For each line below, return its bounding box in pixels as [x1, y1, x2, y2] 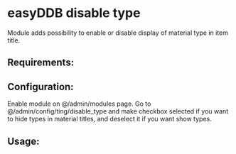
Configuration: [7, 80, 74, 93]
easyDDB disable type [7, 5, 141, 21]
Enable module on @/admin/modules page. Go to [7, 99, 151, 108]
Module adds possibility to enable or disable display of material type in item [7, 28, 229, 37]
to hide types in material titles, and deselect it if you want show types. [7, 115, 212, 123]
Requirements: [7, 57, 75, 69]
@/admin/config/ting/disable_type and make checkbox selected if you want [7, 107, 229, 116]
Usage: [7, 135, 41, 147]
